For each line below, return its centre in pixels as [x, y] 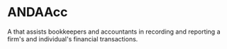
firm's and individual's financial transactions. [73, 38]
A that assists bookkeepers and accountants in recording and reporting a [114, 31]
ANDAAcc [38, 12]
